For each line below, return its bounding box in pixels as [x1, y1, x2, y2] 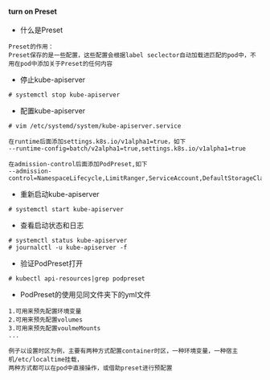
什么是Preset [19, 25, 63, 35]
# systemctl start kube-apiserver [8, 206, 125, 214]
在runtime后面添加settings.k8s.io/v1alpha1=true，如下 [8, 137, 186, 146]
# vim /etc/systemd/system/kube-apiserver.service [8, 122, 182, 130]
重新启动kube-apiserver [19, 190, 100, 199]
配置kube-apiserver [19, 106, 86, 116]
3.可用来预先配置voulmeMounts [8, 325, 101, 333]
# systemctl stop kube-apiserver [8, 91, 121, 100]
